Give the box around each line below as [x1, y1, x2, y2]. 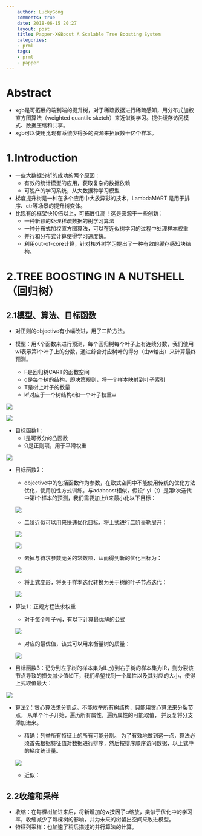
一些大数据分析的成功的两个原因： [15, 172, 100, 179]
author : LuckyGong [17, 8, 64, 15]
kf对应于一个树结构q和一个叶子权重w [24, 391, 117, 398]
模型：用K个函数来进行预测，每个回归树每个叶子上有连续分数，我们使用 [15, 341, 194, 348]
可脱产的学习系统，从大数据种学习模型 [24, 187, 120, 194]
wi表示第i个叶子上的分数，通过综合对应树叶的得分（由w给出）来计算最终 [15, 348, 197, 355]
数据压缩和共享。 [25, 122, 68, 129]
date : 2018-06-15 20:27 [17, 20, 77, 26]
